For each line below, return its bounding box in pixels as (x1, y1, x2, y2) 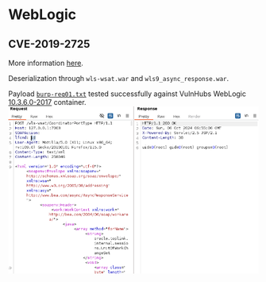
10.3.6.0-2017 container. (8, 98, 87, 106)
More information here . (8, 58, 83, 68)
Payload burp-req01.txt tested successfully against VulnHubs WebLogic (8, 89, 246, 99)
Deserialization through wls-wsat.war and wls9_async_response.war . (8, 74, 229, 83)
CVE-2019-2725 (8, 37, 91, 51)
